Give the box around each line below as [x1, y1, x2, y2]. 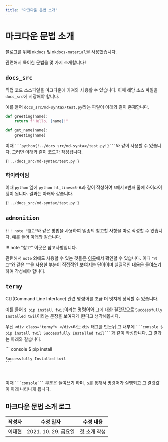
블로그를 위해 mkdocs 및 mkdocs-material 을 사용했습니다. [5, 49, 117, 55]
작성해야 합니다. [14, 268, 46, 274]
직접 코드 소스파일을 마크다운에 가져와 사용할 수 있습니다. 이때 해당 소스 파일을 [5, 87, 158, 93]
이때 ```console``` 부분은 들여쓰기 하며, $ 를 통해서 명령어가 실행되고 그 [5, 380, 147, 386]
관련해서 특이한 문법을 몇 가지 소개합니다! [5, 59, 86, 65]
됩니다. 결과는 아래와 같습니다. [14, 191, 74, 197]
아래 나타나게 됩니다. [10, 386, 51, 392]
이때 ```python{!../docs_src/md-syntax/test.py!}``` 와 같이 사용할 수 [5, 142, 148, 148]
